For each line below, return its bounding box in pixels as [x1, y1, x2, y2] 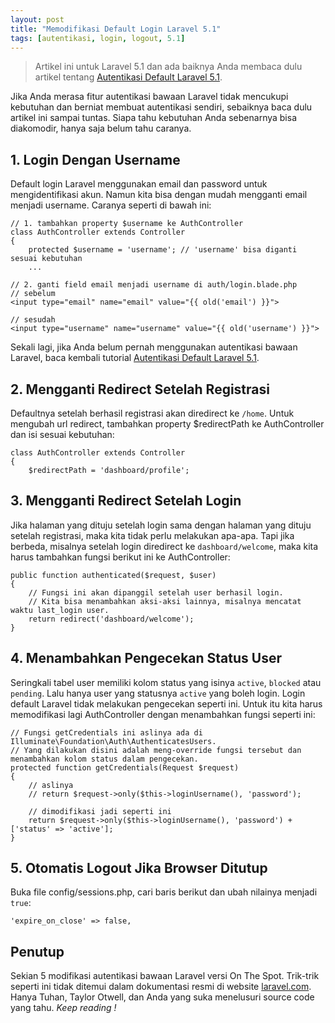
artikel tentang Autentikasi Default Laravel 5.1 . [34, 71, 223, 83]
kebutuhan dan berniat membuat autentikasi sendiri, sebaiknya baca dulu [10, 101, 313, 113]
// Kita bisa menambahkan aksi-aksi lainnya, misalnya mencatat [28, 596, 302, 606]
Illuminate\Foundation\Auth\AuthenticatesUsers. [10, 736, 217, 746]
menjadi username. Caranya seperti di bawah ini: [10, 199, 212, 211]
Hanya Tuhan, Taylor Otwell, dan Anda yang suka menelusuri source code [10, 991, 315, 1003]
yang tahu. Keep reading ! [10, 1002, 117, 1014]
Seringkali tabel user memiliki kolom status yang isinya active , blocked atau [10, 676, 322, 688]
